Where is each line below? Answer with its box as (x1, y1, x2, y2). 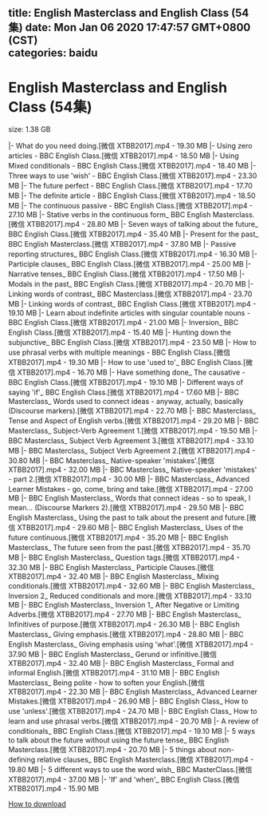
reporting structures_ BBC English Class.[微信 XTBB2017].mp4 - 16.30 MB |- (8, 249, 257, 259)
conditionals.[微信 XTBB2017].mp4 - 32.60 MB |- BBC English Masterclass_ (8, 581, 255, 591)
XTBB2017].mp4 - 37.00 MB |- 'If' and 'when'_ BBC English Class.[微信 (8, 774, 240, 785)
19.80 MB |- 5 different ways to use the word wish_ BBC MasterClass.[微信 (8, 765, 253, 774)
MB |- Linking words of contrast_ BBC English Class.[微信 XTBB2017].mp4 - (8, 299, 257, 309)
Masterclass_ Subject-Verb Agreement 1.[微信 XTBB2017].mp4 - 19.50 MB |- (8, 426, 258, 436)
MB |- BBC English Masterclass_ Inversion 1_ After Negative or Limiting (8, 600, 240, 610)
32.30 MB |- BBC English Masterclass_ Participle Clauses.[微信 (8, 563, 214, 572)
